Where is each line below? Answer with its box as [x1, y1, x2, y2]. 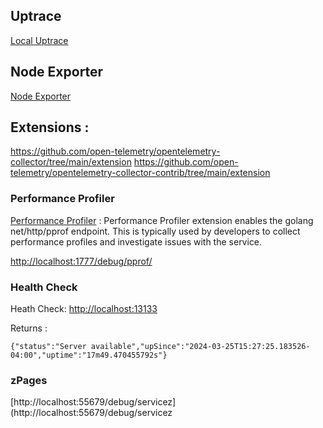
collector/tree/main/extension [10, 156, 132, 168]
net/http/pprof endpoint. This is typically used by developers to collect [10, 225, 301, 237]
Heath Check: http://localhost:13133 [10, 303, 158, 315]
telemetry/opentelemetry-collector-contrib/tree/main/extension [10, 167, 271, 179]
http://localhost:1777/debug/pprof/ [10, 255, 153, 267]
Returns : [10, 322, 48, 334]
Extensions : [10, 119, 90, 136]
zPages [10, 373, 48, 387]
